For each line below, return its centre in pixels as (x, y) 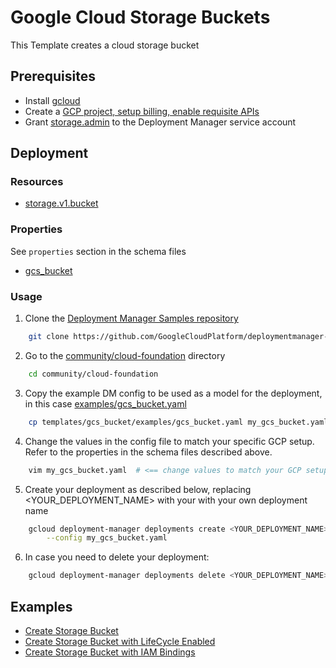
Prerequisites (53, 76)
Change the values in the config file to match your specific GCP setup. (169, 441)
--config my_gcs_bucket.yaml (107, 538)
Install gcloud (52, 100)
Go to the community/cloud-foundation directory (125, 355)
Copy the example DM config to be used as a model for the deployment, (173, 393)
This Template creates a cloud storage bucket (105, 45)
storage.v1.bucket (61, 203)
